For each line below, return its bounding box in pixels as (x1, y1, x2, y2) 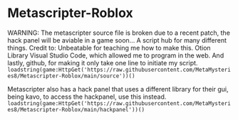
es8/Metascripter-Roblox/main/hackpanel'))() (7, 106, 145, 113)
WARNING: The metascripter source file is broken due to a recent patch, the (7, 28, 230, 37)
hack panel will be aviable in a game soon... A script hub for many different (7, 36, 227, 44)
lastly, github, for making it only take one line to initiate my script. (7, 58, 198, 67)
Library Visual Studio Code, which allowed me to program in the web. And (7, 51, 224, 60)
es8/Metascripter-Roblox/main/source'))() (7, 72, 135, 80)
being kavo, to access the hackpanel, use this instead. (7, 92, 167, 101)
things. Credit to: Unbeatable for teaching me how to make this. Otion (7, 43, 212, 52)
